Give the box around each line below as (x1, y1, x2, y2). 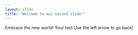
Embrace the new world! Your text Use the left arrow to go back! (5, 24, 133, 30)
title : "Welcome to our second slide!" (5, 12, 86, 16)
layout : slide (5, 7, 34, 12)
